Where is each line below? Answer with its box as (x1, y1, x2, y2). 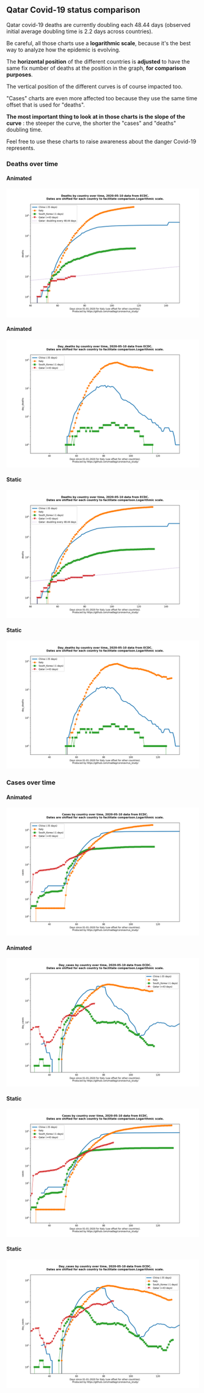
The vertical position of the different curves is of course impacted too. (6, 83, 183, 90)
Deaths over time (6, 159, 59, 168)
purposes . (6, 70, 33, 78)
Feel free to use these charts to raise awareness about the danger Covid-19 (6, 138, 197, 145)
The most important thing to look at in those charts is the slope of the (6, 113, 186, 120)
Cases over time (6, 778, 56, 787)
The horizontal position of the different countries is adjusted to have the (6, 58, 191, 65)
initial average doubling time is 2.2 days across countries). (6, 28, 153, 35)
